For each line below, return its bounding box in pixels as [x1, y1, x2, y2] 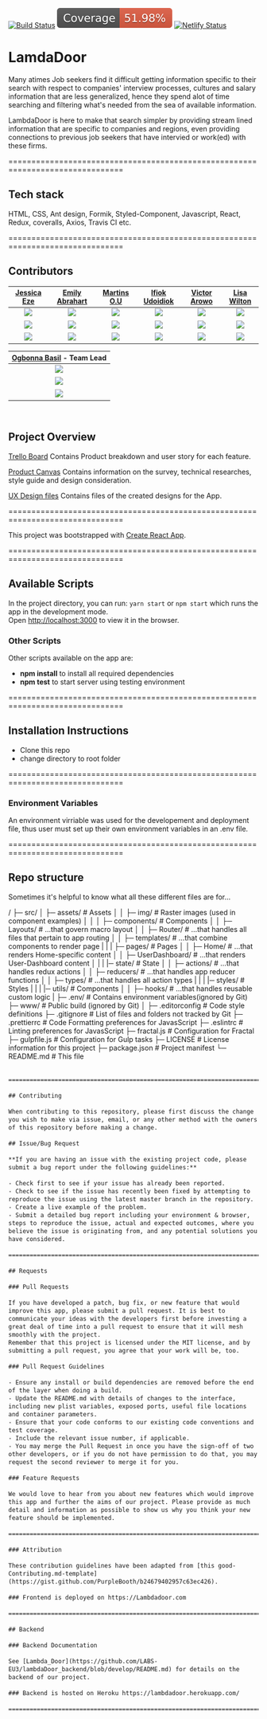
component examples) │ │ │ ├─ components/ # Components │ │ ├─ [8, 916, 233, 926]
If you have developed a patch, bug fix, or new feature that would [8, 1298, 240, 1306]
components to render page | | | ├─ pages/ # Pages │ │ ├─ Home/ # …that [8, 941, 253, 951]
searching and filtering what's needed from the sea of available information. [8, 100, 257, 109]
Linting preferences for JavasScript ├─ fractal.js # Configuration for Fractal [8, 1026, 254, 1036]
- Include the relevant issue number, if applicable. [8, 1434, 191, 1442]
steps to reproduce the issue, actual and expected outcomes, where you [8, 1219, 254, 1227]
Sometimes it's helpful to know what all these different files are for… [8, 892, 231, 902]
